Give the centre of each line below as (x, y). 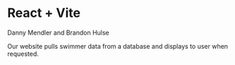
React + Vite (44, 13)
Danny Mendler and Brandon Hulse (58, 32)
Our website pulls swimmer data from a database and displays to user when (117, 46)
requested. (23, 54)
